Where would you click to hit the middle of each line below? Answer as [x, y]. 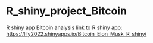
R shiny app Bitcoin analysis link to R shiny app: [64, 27]
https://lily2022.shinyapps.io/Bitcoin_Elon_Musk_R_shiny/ [76, 33]
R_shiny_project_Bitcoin [66, 11]
